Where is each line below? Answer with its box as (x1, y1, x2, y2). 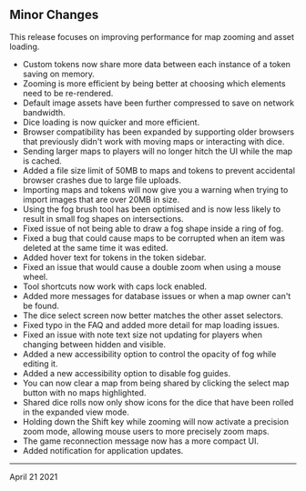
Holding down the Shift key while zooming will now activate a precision (22, 416, 290, 426)
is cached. (22, 155, 62, 166)
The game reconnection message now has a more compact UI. (22, 436, 260, 446)
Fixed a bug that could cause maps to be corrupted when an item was (22, 232, 285, 244)
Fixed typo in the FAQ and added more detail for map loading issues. (22, 319, 280, 330)
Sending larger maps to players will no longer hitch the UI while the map (22, 145, 293, 156)
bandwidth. (22, 106, 66, 117)
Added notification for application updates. (22, 445, 184, 456)
